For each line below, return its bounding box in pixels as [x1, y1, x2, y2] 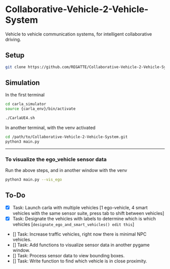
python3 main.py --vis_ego [5, 177, 62, 183]
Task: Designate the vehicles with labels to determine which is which [12, 215, 156, 221]
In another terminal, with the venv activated [5, 125, 96, 131]
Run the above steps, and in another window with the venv [5, 167, 127, 173]
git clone [5, 64, 26, 69]
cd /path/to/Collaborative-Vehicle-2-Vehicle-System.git [5, 134, 128, 140]
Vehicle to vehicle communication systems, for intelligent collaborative [5, 31, 152, 37]
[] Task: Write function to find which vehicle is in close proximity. [12, 258, 148, 264]
